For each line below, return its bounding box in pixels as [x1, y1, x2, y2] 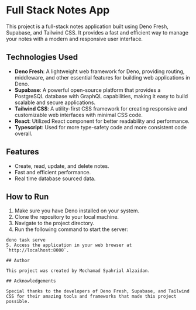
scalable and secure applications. [14, 99, 95, 106]
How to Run [6, 191, 49, 202]
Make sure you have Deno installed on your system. [14, 207, 139, 214]
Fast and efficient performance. [14, 168, 91, 175]
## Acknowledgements [6, 278, 57, 284]
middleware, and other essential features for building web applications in [14, 74, 190, 81]
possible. [6, 299, 30, 305]
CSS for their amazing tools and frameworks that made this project [6, 294, 177, 299]
